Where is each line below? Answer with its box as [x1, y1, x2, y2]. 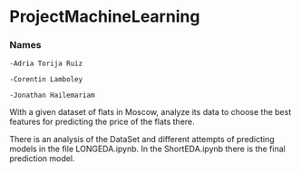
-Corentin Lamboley [9, 75, 83, 84]
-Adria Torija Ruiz [9, 59, 83, 69]
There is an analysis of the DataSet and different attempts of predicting [9, 134, 275, 145]
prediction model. [9, 153, 75, 164]
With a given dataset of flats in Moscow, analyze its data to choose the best [9, 107, 292, 118]
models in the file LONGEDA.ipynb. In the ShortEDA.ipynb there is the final [9, 143, 286, 155]
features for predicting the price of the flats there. [9, 116, 195, 128]
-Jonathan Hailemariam [9, 91, 95, 101]
